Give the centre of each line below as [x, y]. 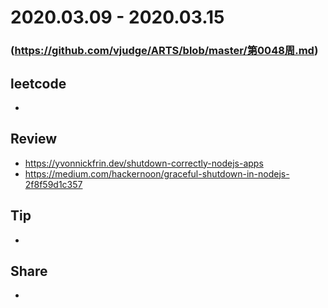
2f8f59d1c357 [53, 184]
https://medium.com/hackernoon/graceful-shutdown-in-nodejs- [157, 173]
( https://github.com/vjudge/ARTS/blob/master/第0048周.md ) [164, 51]
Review [34, 139]
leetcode [38, 83]
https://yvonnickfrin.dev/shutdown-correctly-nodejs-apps [144, 163]
